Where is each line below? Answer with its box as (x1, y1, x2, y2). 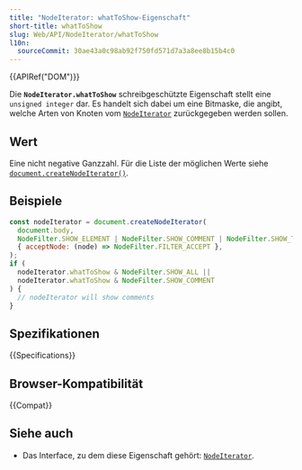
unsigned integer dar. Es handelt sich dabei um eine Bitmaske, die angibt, (9, 98, 283, 109)
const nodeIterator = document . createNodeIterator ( (9, 217, 207, 226)
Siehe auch (9, 426, 74, 441)
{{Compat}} (9, 400, 52, 411)
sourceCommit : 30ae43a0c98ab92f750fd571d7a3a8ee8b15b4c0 (17, 47, 235, 56)
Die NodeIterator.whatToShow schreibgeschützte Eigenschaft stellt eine (9, 89, 271, 100)
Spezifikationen (9, 326, 101, 341)
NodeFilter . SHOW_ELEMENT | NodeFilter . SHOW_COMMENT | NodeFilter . (17, 234, 271, 243)
